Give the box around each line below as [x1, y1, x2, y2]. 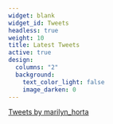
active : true [8, 48, 52, 56]
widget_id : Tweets [8, 19, 69, 27]
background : [15, 71, 56, 79]
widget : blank [8, 11, 56, 20]
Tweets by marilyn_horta [8, 107, 89, 117]
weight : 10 [8, 33, 45, 42]
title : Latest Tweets [8, 41, 80, 49]
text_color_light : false [22, 78, 105, 86]
